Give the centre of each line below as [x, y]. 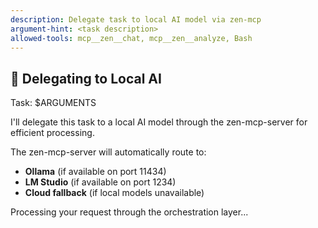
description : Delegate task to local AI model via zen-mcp [136, 19]
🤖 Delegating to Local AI [86, 78]
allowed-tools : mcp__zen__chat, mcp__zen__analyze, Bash [131, 38]
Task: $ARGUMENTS [53, 103]
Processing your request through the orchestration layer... [129, 212]
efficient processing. [52, 133]
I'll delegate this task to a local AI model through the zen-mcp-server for [159, 122]
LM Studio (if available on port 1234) [100, 182]
